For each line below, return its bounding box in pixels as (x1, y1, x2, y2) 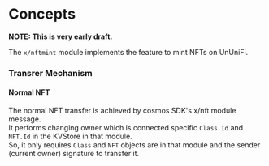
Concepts (8, 5, 76, 23)
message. (8, 114, 41, 124)
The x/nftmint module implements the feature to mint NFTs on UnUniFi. (8, 47, 249, 57)
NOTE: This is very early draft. (8, 32, 113, 41)
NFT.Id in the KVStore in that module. (8, 131, 132, 142)
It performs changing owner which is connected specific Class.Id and (8, 123, 244, 133)
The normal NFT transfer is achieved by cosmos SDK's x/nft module (8, 106, 236, 116)
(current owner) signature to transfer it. (8, 149, 140, 159)
